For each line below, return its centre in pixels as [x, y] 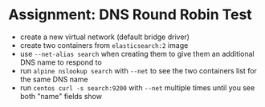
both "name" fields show [61, 96]
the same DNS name [54, 79]
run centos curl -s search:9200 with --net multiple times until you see [137, 87]
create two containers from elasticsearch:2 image [104, 45]
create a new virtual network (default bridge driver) [105, 37]
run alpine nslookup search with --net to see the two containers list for [138, 70]
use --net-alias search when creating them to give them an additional [137, 53]
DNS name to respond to [61, 62]
